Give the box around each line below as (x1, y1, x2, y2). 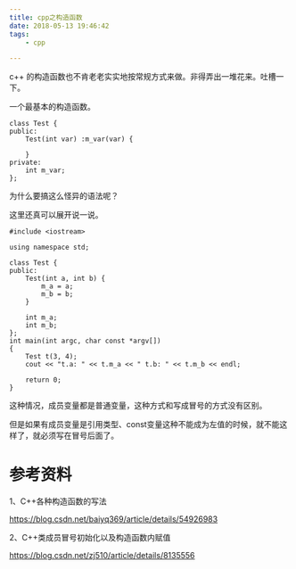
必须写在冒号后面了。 (39, 430, 119, 441)
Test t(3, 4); (25, 352, 78, 361)
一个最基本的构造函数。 (9, 102, 95, 112)
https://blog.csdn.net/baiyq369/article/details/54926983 (9, 514, 218, 524)
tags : (9, 29, 29, 38)
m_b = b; (41, 290, 74, 299)
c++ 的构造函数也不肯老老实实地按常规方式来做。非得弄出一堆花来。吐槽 (9, 71, 276, 82)
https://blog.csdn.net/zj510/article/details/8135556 (9, 550, 195, 561)
